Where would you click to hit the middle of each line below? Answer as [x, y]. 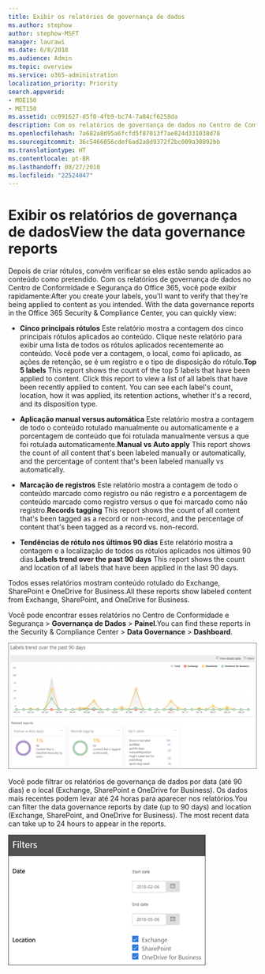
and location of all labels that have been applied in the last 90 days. [129, 568]
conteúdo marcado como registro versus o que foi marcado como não [134, 502]
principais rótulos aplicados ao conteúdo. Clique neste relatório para [131, 337]
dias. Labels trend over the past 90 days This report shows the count [132, 559]
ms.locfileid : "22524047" [50, 175]
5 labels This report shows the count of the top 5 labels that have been [135, 370]
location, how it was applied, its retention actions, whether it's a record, [136, 396]
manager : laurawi [37, 42]
